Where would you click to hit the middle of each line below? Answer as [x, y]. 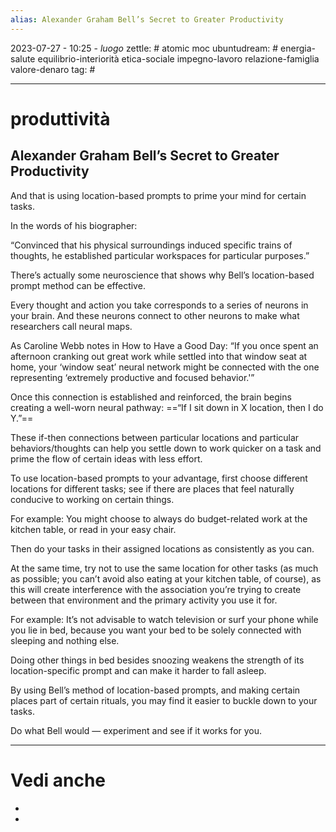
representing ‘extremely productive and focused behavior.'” [132, 377]
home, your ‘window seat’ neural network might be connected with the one [165, 367]
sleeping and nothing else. [65, 640]
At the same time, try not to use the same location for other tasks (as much [164, 568]
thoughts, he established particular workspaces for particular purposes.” [160, 255]
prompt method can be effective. [78, 285]
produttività [60, 118]
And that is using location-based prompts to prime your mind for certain [158, 195]
